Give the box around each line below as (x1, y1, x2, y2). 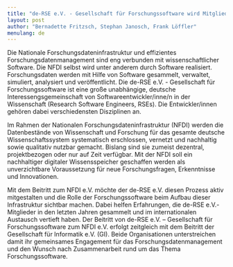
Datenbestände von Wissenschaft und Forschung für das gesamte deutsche (7, 128, 225, 137)
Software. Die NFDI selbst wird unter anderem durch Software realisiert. (7, 63, 213, 71)
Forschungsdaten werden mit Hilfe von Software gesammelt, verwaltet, (7, 71, 211, 79)
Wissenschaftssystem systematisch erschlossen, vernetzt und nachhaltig (7, 136, 217, 144)
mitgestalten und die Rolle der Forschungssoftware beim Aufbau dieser (7, 193, 211, 202)
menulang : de (7, 29, 45, 37)
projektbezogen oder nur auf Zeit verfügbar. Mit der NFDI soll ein (7, 150, 193, 159)
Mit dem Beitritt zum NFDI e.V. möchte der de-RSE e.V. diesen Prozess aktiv (7, 186, 224, 194)
